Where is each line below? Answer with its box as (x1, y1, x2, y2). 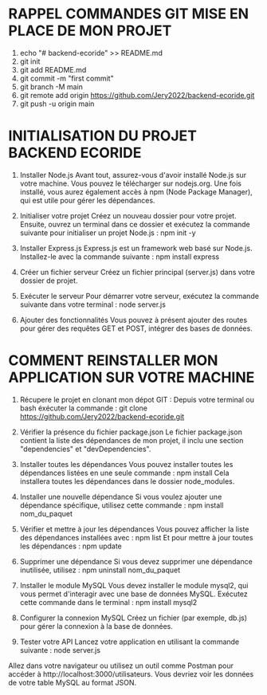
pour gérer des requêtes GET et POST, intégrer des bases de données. (19, 324, 253, 333)
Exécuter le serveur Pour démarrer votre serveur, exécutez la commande (19, 291, 259, 300)
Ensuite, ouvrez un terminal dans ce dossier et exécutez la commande (19, 219, 250, 229)
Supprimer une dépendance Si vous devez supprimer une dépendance (19, 556, 253, 566)
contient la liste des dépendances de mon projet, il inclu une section (19, 435, 244, 445)
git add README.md (19, 65, 87, 74)
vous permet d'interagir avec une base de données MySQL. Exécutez (19, 589, 249, 599)
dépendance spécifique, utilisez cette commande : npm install (19, 500, 224, 510)
